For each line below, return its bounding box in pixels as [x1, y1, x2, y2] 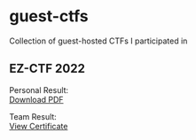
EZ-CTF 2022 [9, 61, 86, 76]
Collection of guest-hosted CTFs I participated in [9, 35, 188, 46]
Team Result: [9, 111, 58, 121]
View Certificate [9, 121, 68, 131]
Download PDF [9, 94, 64, 105]
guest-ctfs [9, 6, 89, 27]
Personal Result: [9, 84, 69, 95]
